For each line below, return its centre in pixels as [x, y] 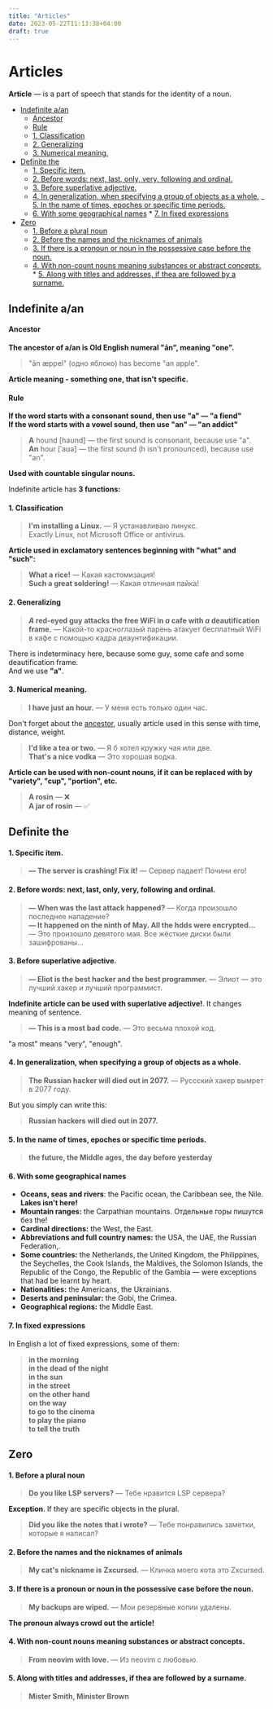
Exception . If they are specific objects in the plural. [94, 1509]
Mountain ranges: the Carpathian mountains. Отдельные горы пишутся [142, 1212]
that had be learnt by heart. [66, 1281]
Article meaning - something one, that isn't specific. [99, 379]
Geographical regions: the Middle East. [87, 1307]
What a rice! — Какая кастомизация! [92, 575]
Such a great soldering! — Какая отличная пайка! [113, 584]
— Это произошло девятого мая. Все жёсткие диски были [130, 933]
